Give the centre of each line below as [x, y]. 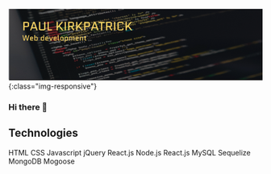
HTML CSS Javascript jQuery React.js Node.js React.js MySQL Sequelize [130, 152]
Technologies [44, 133]
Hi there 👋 [28, 107]
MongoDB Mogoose [42, 161]
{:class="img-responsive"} [53, 86]
